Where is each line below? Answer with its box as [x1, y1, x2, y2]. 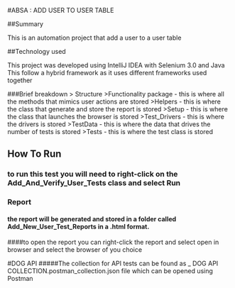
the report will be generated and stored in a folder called [7, 214, 177, 223]
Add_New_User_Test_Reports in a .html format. [7, 222, 150, 231]
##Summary [7, 20, 44, 28]
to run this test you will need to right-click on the [7, 170, 178, 179]
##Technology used [7, 48, 66, 55]
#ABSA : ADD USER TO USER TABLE [7, 6, 114, 14]
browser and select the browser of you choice [7, 245, 143, 254]
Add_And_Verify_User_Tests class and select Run [7, 178, 181, 188]
